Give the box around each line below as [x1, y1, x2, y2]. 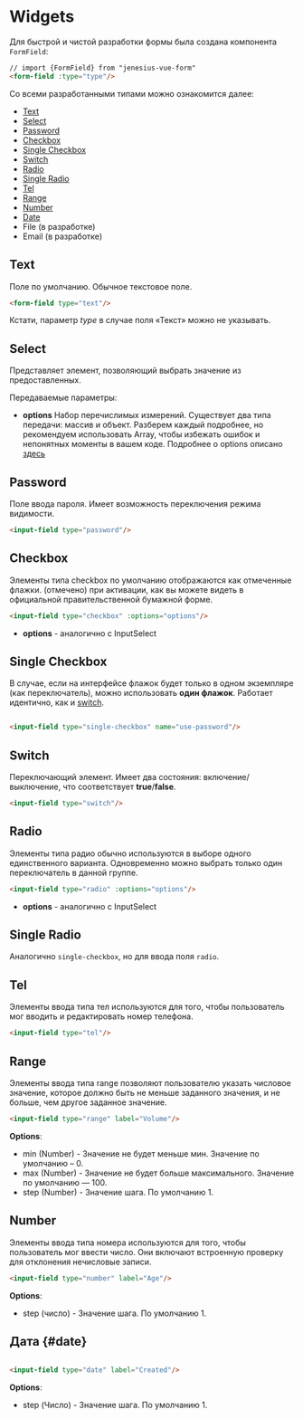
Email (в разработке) [22, 231, 103, 242]
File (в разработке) [22, 221, 96, 232]
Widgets [9, 6, 75, 27]
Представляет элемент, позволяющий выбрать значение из [9, 365, 241, 376]
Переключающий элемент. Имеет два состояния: [9, 772, 202, 783]
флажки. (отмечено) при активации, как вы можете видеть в [9, 584, 244, 595]
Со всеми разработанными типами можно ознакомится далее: [9, 88, 255, 99]
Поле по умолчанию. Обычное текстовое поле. [9, 281, 193, 291]
